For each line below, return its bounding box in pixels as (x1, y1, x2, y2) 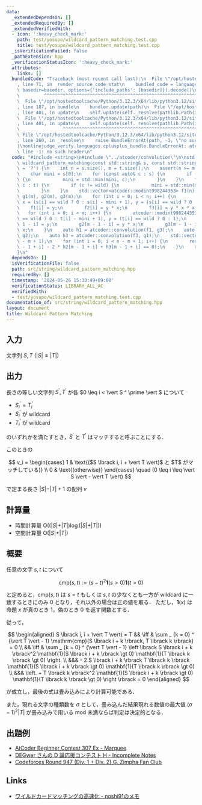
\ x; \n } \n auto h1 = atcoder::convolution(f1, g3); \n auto (17, 227, 195, 233)
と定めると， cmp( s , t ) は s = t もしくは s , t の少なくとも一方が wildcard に (6, 591, 188, 599)
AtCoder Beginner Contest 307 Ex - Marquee (14, 744, 127, 751)
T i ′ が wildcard (14, 418, 50, 428)
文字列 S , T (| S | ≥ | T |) (6, 351, 59, 359)
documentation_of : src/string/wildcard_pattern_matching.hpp (6, 300, 163, 306)
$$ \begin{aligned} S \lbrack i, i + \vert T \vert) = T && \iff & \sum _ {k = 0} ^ (8, 631, 194, 638)
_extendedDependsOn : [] (11, 14, 71, 20)
